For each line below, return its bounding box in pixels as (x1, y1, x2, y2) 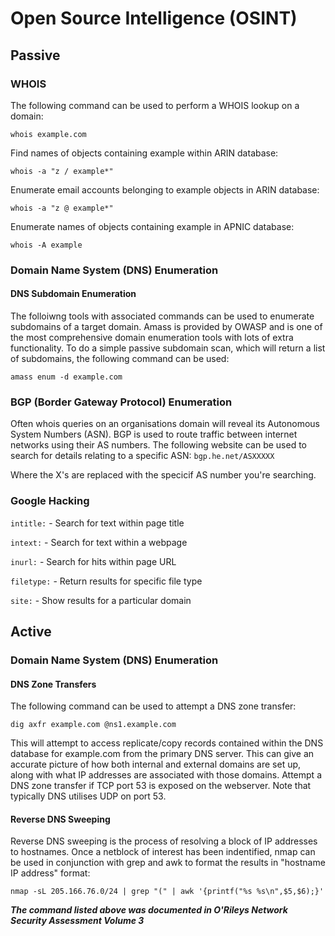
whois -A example (10, 240, 83, 250)
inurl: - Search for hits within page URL (10, 555, 177, 567)
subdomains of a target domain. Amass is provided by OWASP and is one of (10, 321, 323, 332)
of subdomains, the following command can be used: (10, 353, 230, 364)
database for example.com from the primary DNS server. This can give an (10, 748, 315, 760)
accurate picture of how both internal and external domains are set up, (10, 758, 302, 771)
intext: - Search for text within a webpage (10, 536, 188, 548)
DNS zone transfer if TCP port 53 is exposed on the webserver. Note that (10, 780, 312, 792)
